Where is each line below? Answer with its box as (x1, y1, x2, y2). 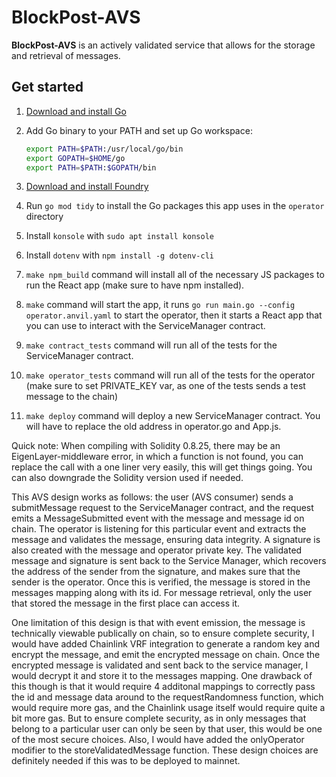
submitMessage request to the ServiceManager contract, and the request (11, 502, 314, 514)
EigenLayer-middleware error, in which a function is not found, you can (11, 451, 304, 463)
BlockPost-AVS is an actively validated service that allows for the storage (11, 39, 316, 51)
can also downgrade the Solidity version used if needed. (11, 472, 244, 484)
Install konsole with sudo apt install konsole (25, 230, 214, 242)
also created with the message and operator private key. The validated (11, 544, 303, 556)
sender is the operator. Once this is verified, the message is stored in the (11, 576, 311, 588)
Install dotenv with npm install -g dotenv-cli (25, 249, 214, 261)
